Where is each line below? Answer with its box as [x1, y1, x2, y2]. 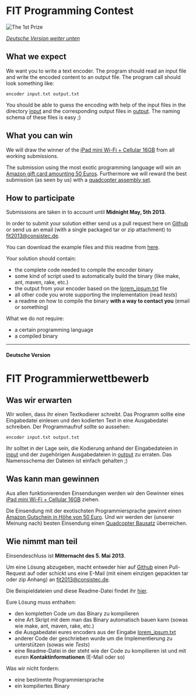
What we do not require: [6, 315, 64, 322]
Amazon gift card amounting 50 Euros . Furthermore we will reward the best [6, 170, 187, 177]
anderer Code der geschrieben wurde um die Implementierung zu [14, 635, 173, 642]
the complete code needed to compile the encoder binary [14, 266, 153, 273]
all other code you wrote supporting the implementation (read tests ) [14, 291, 178, 298]
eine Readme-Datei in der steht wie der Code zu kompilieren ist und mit [14, 647, 187, 654]
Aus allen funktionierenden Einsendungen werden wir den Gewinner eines [6, 490, 184, 497]
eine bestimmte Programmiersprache [14, 676, 104, 683]
